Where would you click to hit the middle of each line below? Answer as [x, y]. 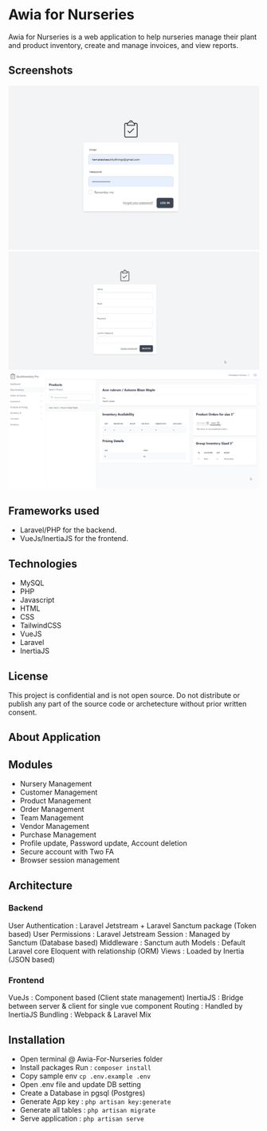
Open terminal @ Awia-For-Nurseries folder [91, 1059]
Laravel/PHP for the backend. [68, 530]
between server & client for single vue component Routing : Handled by [126, 1006]
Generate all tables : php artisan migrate [88, 1109]
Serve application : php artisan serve [82, 1118]
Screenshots [41, 71]
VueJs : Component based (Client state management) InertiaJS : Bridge [126, 998]
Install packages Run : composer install [85, 1067]
